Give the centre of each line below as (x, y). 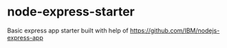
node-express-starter (71, 12)
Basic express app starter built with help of (68, 30)
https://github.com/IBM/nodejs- (175, 30)
